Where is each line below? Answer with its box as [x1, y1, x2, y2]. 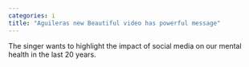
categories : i [8, 11, 56, 20]
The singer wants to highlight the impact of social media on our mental [8, 41, 243, 50]
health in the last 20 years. [8, 49, 96, 59]
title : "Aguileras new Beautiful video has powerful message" [8, 19, 221, 27]
